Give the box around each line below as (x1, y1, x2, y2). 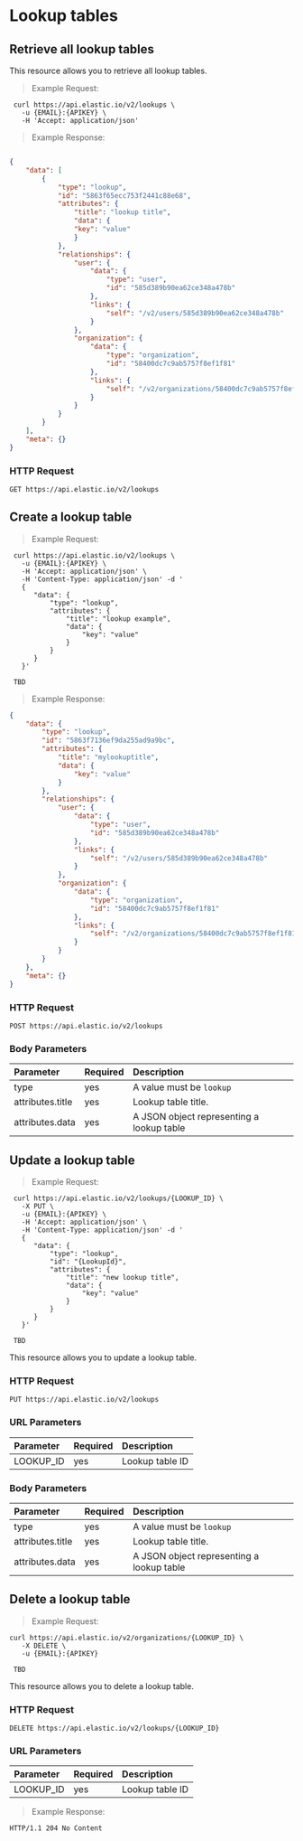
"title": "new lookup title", (66, 1273, 179, 1282)
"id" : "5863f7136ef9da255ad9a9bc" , (41, 736, 176, 746)
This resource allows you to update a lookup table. (9, 1352, 197, 1363)
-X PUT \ (21, 1202, 54, 1211)
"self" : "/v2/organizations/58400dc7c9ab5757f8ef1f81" (89, 929, 300, 938)
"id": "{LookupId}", (49, 1257, 127, 1266)
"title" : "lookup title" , (73, 208, 171, 217)
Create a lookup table (9, 510, 133, 525)
